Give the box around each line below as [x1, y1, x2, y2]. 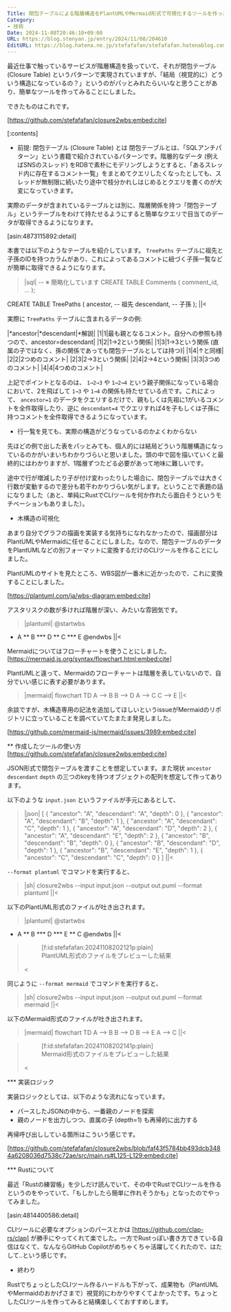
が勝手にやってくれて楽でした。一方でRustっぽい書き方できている [30, 1234, 218, 1242]
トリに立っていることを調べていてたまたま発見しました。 [12, 714, 175, 722]
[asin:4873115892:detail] [7, 232, 77, 240]
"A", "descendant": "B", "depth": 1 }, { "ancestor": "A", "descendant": [23, 817, 218, 825]
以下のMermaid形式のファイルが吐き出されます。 [7, 1015, 146, 1022]
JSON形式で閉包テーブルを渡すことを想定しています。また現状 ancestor [7, 764, 212, 772]
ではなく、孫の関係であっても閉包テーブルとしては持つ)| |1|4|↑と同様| [25, 347, 224, 354]
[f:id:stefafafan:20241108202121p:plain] [41, 943, 153, 951]
